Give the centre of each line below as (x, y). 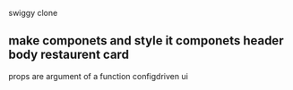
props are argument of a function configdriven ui (99, 76)
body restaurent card (69, 55)
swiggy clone (33, 13)
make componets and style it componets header (146, 41)
